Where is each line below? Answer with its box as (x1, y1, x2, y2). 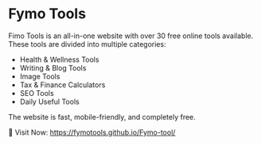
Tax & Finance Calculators (19, 80, 106, 90)
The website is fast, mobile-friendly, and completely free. (8, 112, 197, 121)
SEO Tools (19, 88, 54, 97)
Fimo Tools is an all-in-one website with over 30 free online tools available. (8, 31, 254, 40)
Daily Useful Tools (19, 97, 80, 106)
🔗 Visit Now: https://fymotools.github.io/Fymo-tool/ (8, 128, 176, 137)
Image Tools (19, 71, 60, 81)
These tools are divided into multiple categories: (8, 39, 166, 48)
